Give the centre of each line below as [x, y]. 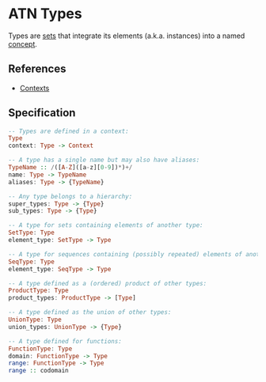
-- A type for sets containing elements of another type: [106, 225]
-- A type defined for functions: [65, 341]
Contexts [34, 88]
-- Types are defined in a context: [68, 131]
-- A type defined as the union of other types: [90, 312]
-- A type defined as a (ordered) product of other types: [108, 283]
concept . [23, 43]
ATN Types [45, 14]
